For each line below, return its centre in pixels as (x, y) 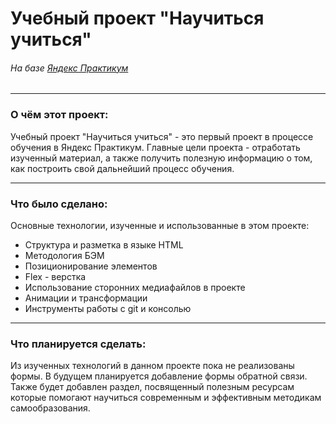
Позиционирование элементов (91, 266)
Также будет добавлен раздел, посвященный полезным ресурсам (152, 387)
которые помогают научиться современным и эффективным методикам (166, 398)
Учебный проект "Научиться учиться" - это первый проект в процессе (162, 136)
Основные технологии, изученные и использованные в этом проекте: (160, 225)
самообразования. (50, 408)
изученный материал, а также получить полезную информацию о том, (161, 158)
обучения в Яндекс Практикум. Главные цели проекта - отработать (155, 147)
